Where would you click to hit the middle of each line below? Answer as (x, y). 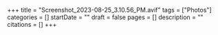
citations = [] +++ (32, 24)
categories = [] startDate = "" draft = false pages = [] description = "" (106, 17)
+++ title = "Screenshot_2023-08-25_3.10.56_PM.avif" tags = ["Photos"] (109, 10)
